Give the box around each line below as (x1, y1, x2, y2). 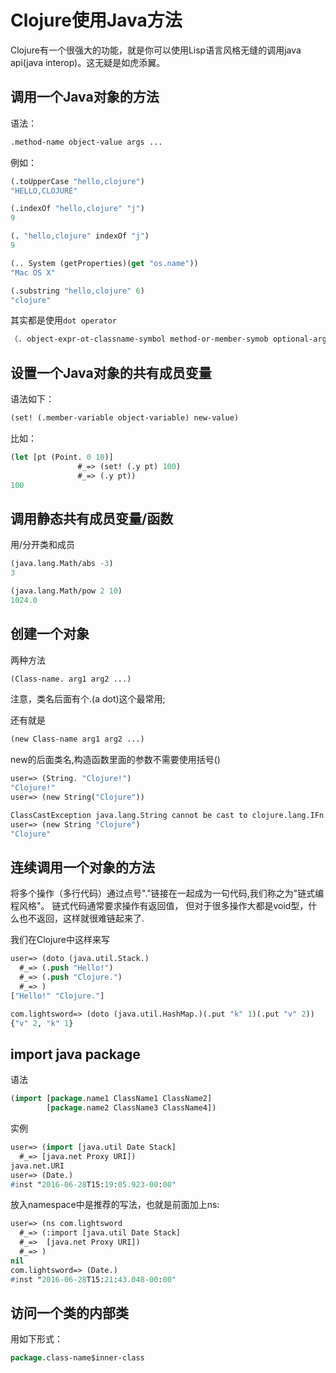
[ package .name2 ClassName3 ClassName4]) (46, 1103, 217, 1113)
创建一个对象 (10, 626, 90, 643)
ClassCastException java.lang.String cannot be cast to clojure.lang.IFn (10, 810, 325, 820)
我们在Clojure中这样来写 (10, 934, 110, 946)
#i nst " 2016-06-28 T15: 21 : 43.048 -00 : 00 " (10, 1274, 177, 1285)
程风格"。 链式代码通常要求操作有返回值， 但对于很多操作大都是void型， (10, 900, 309, 912)
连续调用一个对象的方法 (10, 859, 155, 876)
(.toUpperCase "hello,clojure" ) (10, 176, 145, 186)
